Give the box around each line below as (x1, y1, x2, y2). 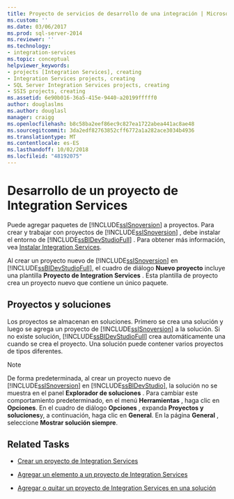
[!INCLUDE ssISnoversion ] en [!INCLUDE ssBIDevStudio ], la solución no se (7, 381, 218, 390)
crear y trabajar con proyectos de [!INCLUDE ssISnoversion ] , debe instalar (7, 228, 221, 236)
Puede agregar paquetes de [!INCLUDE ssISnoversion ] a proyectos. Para (7, 220, 214, 229)
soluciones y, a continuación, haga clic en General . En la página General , (7, 410, 219, 419)
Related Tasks (7, 438, 70, 450)
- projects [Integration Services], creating (7, 68, 141, 75)
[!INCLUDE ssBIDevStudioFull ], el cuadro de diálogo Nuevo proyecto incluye (7, 263, 226, 272)
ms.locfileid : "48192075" (7, 153, 82, 160)
